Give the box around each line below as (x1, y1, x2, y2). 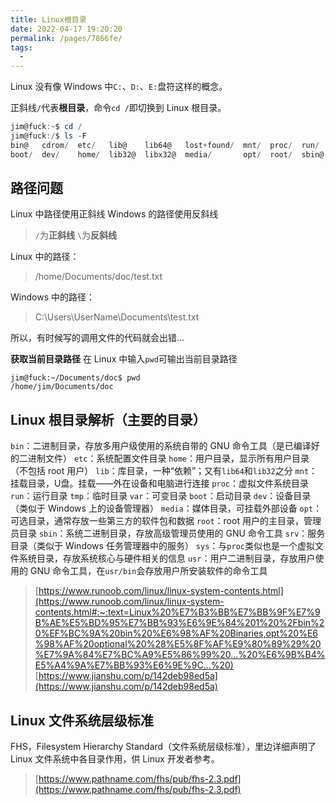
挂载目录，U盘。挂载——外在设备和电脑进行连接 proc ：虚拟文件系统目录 (10, 477, 309, 490)
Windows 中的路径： (10, 291, 95, 303)
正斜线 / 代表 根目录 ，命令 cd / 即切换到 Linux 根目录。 (10, 102, 227, 114)
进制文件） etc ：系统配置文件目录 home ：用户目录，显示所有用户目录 (27, 452, 310, 465)
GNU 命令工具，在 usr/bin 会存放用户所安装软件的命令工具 (29, 565, 268, 577)
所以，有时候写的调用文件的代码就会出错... (10, 332, 185, 344)
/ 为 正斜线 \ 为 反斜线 (34, 229, 118, 241)
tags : (10, 42, 33, 53)
